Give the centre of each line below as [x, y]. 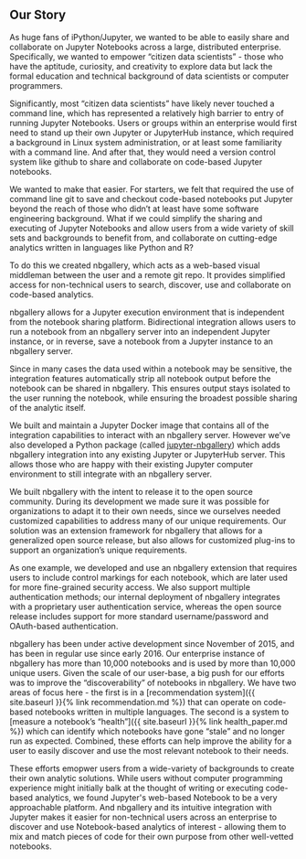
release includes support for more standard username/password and [139, 616]
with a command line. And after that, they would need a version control [142, 152]
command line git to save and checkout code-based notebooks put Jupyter [152, 199]
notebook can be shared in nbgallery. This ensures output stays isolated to [150, 388]
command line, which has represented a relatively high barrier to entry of [147, 113]
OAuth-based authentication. [64, 626]
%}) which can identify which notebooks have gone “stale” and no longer [148, 731]
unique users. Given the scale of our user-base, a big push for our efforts [147, 672]
